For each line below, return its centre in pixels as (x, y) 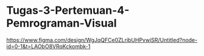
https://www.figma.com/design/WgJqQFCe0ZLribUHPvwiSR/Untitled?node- (102, 40)
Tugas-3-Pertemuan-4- (68, 11)
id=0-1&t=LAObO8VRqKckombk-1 (48, 46)
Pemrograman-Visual (62, 23)
